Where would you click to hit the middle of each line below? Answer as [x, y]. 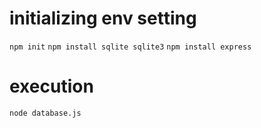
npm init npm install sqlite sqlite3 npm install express [130, 47]
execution [51, 86]
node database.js [45, 113]
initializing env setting [103, 18]
